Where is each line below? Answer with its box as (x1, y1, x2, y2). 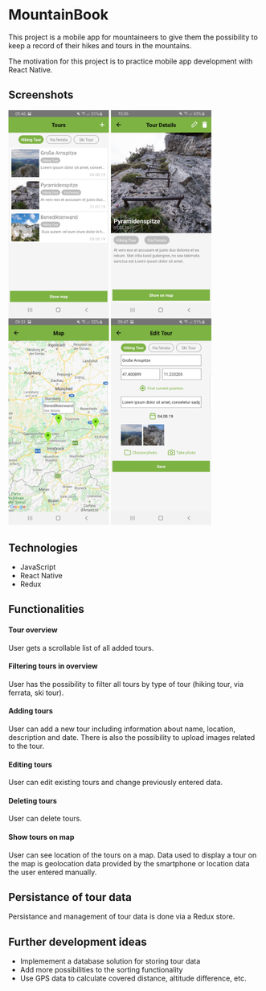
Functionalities (8, 602, 84, 616)
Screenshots (8, 88, 74, 102)
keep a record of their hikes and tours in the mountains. (8, 40, 192, 50)
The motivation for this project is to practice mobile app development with (8, 56, 253, 66)
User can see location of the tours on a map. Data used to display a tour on (8, 850, 257, 860)
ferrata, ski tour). (8, 688, 64, 697)
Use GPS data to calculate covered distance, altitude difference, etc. (19, 973, 247, 983)
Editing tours (8, 759, 52, 769)
